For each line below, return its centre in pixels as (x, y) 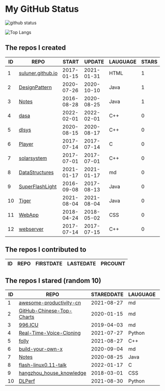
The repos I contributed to (46, 250)
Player (26, 144)
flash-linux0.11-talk (43, 365)
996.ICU (29, 325)
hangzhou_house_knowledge (53, 373)
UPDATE (94, 62)
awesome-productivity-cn (50, 303)
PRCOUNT (113, 263)
